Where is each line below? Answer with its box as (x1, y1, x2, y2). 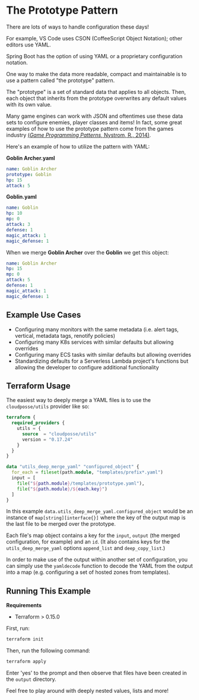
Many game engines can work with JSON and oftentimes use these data (6, 112, 183, 120)
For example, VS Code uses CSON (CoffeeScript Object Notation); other (6, 34, 183, 42)
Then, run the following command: (6, 647, 90, 654)
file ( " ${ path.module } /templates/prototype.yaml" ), (17, 480, 145, 486)
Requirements (6, 602, 42, 609)
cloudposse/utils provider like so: (6, 403, 90, 410)
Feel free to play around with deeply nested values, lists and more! (6, 688, 169, 694)
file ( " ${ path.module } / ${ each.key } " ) (17, 486, 108, 492)
